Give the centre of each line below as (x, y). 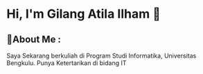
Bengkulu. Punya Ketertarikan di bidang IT (67, 63)
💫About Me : (34, 39)
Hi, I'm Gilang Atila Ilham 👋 (83, 14)
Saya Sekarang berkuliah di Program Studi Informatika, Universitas (101, 56)
